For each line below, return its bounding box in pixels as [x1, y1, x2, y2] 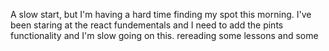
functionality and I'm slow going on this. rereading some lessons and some [10, 30, 319, 41]
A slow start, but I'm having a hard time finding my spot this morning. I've [10, 9, 312, 20]
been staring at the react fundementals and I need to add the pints [10, 19, 284, 31]
